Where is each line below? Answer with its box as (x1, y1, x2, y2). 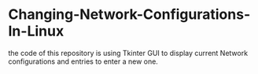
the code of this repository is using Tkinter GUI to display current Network (8, 48, 249, 57)
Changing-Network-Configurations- (8, 6, 251, 24)
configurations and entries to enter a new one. (8, 57, 159, 66)
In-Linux (8, 22, 64, 40)
